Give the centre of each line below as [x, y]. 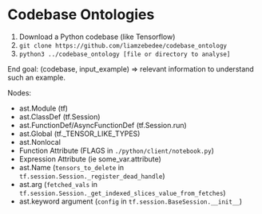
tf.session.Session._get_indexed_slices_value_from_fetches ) [122, 193]
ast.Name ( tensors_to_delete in [71, 167]
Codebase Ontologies [81, 15]
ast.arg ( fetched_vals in [58, 184]
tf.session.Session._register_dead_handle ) [92, 176]
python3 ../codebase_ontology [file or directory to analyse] [125, 54]
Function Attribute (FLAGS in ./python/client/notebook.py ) [117, 150]
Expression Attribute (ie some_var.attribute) [90, 159]
